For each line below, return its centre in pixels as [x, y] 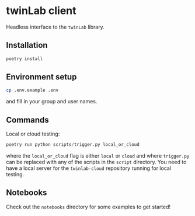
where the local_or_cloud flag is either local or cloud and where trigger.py [98, 156]
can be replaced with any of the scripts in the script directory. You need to [96, 162]
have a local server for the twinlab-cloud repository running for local [88, 168]
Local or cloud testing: [33, 134]
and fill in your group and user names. [52, 102]
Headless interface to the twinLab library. [55, 27]
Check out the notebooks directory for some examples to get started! [88, 207]
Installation [27, 45]
